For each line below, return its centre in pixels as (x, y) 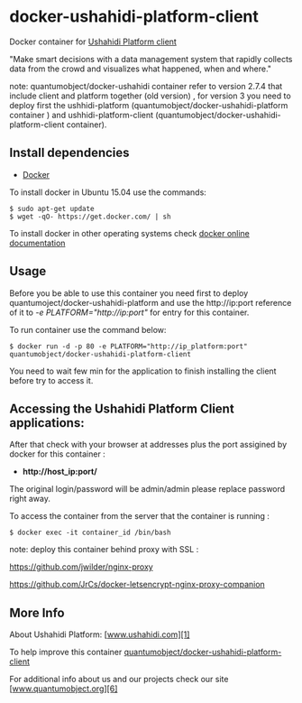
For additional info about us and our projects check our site (119, 680)
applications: (47, 423)
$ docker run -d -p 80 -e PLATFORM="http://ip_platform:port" (128, 346)
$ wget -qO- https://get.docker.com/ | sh (90, 217)
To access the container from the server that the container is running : (140, 516)
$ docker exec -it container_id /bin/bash (90, 533)
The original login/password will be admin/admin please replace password (147, 489)
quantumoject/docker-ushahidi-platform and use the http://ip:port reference (151, 302)
